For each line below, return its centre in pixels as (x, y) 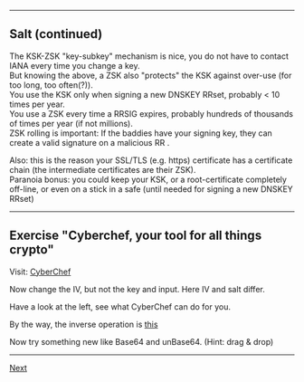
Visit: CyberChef (40, 272)
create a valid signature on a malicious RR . (90, 142)
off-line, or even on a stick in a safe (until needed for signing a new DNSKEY (152, 189)
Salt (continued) (56, 34)
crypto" (32, 250)
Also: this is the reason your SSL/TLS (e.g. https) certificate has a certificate (151, 160)
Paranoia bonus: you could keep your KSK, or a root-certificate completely (148, 179)
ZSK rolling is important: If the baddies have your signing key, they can (141, 133)
